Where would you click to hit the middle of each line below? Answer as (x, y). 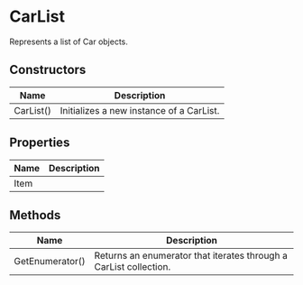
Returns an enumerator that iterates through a (191, 256)
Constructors (48, 70)
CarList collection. (133, 267)
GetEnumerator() (50, 262)
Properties (40, 143)
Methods (35, 215)
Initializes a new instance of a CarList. (140, 110)
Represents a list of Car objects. (69, 41)
